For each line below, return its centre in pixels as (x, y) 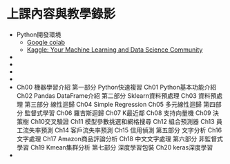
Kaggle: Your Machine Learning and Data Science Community (115, 50)
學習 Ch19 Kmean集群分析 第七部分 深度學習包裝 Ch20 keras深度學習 (115, 147)
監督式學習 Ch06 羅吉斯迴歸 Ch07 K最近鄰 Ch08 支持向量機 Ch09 (118, 113)
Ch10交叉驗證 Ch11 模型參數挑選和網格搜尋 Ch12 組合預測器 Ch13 (122, 121)
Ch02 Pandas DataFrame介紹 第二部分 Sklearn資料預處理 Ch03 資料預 (116, 95)
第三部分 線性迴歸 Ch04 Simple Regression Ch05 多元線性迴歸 (113, 104)
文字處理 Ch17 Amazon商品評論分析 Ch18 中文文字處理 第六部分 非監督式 (120, 139)
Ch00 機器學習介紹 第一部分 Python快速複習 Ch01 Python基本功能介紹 (116, 87)
